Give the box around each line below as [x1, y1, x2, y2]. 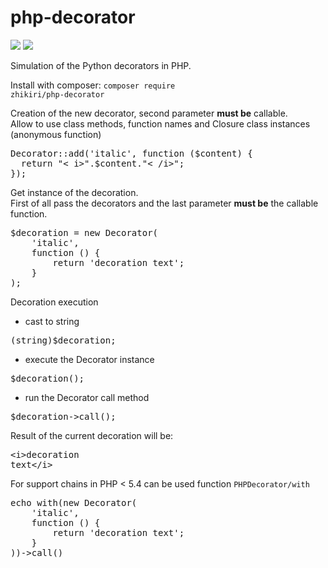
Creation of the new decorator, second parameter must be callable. [10, 107, 288, 119]
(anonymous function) [10, 128, 102, 140]
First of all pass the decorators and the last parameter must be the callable [10, 197, 319, 209]
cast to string [24, 315, 80, 327]
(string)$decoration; [10, 334, 117, 346]
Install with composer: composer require [10, 79, 176, 91]
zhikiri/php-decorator [10, 89, 105, 100]
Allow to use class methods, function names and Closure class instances [10, 117, 311, 130]
